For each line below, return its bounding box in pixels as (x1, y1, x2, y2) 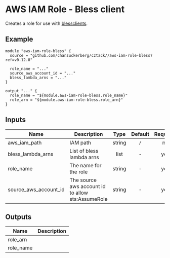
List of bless (69, 147, 99, 154)
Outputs (5, 212, 32, 221)
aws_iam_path (8, 139, 42, 146)
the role (69, 168, 88, 175)
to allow (69, 189, 89, 196)
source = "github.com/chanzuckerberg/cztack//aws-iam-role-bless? (10, 53, 153, 58)
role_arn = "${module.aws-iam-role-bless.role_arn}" (10, 97, 123, 102)
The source (69, 176, 97, 183)
